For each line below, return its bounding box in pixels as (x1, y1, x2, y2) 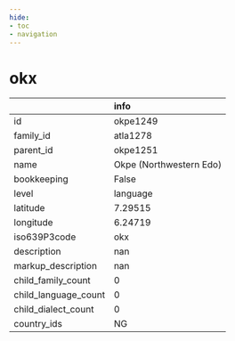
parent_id (13, 144, 53, 157)
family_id (13, 130, 51, 142)
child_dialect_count (13, 304, 94, 316)
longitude (13, 216, 53, 229)
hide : (9, 12, 29, 22)
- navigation (9, 29, 58, 38)
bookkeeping (13, 173, 69, 185)
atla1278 (113, 130, 153, 142)
